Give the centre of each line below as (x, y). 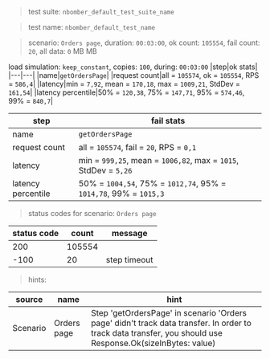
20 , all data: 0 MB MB (63, 51)
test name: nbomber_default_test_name (91, 27)
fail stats (168, 121)
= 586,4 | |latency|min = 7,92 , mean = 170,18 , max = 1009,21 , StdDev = (125, 84)
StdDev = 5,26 (105, 170)
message (129, 233)
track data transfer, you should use (157, 333)
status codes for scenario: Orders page (92, 213)
